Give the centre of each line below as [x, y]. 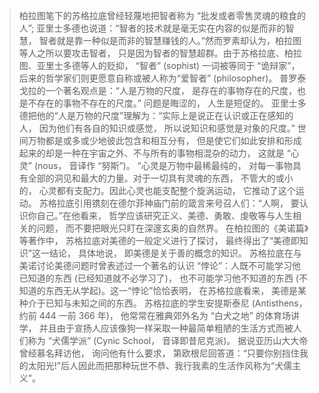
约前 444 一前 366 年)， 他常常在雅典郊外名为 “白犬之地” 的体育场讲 [159, 315]
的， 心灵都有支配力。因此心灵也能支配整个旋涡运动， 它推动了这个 [157, 190]
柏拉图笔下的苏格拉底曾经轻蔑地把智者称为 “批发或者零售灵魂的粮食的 [162, 15]
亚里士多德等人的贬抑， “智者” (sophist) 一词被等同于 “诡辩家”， [168, 65]
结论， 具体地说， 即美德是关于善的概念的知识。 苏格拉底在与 [175, 253]
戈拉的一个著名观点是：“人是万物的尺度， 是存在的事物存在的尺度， [157, 90]
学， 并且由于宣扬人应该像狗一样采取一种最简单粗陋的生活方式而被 [156, 328]
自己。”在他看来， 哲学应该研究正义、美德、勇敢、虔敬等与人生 [164, 215]
